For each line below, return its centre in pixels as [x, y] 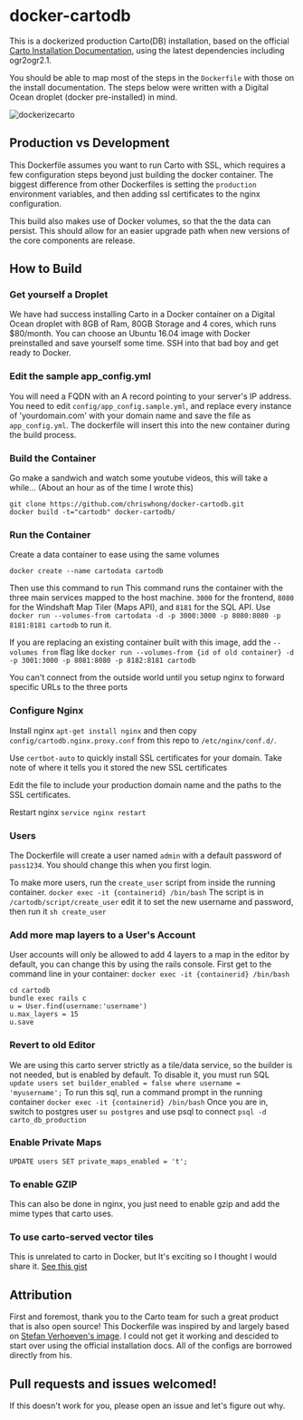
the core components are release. [72, 240]
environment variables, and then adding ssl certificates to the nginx [135, 194]
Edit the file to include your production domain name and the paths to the [146, 784]
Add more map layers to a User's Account [103, 935]
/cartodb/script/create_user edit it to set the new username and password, [151, 901]
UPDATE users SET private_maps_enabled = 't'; [99, 1162]
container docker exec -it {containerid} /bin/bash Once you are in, [139, 1102]
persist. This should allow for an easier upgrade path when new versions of [150, 230]
